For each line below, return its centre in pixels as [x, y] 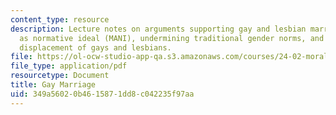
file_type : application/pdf [69, 66]
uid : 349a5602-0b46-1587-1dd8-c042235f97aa [102, 94]
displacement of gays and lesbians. [95, 47]
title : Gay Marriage [53, 85]
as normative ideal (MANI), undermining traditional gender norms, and [172, 38]
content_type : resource [60, 19]
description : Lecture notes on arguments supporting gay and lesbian [158, 29]
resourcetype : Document [60, 76]
